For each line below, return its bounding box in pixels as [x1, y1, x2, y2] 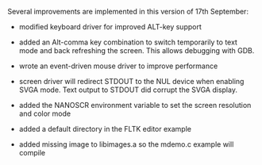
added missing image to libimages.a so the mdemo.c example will [18, 140, 234, 149]
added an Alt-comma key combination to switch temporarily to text [18, 37, 237, 47]
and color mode [18, 109, 71, 118]
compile [18, 148, 45, 157]
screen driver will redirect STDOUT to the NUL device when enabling [18, 77, 245, 86]
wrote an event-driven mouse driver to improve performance [18, 61, 218, 71]
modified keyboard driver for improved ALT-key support [18, 22, 202, 31]
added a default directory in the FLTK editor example [18, 125, 192, 133]
